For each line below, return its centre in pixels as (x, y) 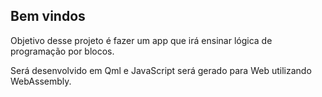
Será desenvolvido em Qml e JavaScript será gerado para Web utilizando (161, 70)
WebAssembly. (41, 81)
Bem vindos (48, 16)
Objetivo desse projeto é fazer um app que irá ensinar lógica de (141, 40)
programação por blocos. (62, 51)
